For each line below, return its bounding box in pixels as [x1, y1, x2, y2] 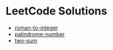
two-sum [14, 37, 38, 44]
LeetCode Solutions [5, 4, 108, 18]
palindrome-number [14, 30, 65, 37]
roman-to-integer [14, 24, 58, 31]
